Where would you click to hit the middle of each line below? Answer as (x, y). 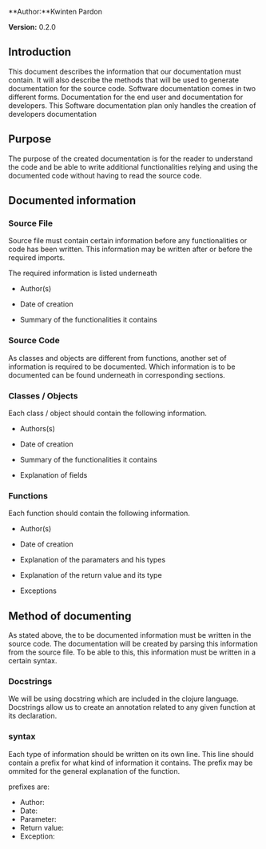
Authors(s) (38, 428)
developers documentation (53, 114)
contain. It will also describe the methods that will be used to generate (124, 80)
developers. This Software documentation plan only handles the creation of (132, 105)
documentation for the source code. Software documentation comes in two (132, 88)
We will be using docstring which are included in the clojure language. (123, 699)
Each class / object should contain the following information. (108, 413)
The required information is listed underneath (83, 273)
